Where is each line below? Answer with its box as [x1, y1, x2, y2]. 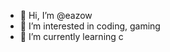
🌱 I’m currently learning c [19, 31, 124, 42]
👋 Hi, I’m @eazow [19, 10, 93, 21]
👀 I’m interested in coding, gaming [19, 20, 161, 32]
